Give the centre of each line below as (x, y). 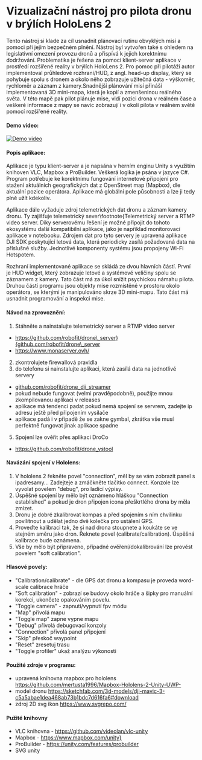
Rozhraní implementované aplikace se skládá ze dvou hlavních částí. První (99, 267)
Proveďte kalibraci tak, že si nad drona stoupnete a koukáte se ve (96, 527)
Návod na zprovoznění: (36, 312)
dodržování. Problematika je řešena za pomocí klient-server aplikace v (93, 60)
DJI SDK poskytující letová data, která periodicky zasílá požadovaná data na (101, 242)
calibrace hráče (49, 586)
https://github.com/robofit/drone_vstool (64, 449)
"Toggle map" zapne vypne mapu (57, 619)
